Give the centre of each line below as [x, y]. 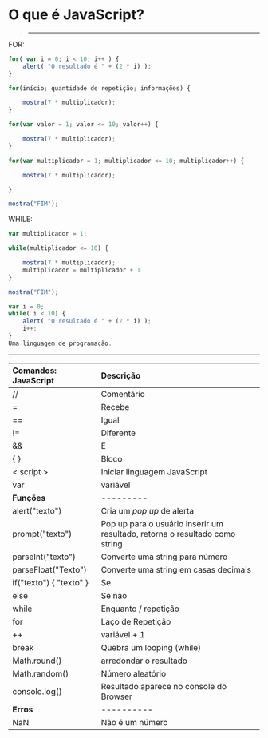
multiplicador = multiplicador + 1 [82, 270]
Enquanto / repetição [140, 609]
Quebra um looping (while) [151, 647]
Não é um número [134, 722]
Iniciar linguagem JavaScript [154, 471]
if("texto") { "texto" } [51, 582]
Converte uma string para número [164, 557]
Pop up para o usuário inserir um [162, 523]
